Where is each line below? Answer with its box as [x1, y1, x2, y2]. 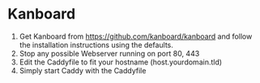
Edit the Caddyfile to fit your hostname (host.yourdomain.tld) [19, 57, 223, 67]
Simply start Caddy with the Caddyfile [19, 65, 147, 75]
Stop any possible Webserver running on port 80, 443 [19, 48, 200, 58]
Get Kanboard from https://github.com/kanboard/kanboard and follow [19, 31, 253, 41]
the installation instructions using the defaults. [19, 39, 173, 49]
